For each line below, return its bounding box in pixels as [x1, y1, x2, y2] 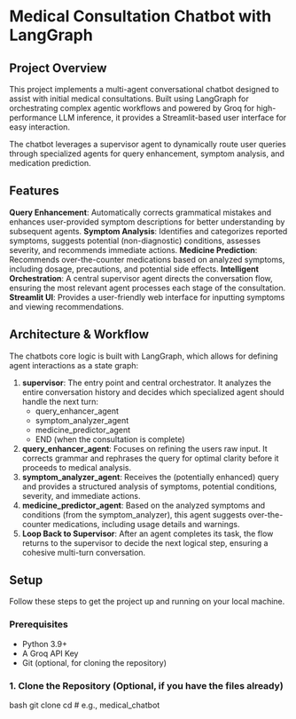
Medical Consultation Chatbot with [9, 6, 272, 27]
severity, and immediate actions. [21, 490, 141, 501]
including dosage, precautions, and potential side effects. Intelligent [9, 264, 260, 274]
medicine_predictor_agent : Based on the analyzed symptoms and [21, 500, 266, 510]
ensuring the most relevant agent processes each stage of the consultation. [9, 282, 286, 293]
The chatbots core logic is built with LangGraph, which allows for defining [9, 351, 278, 361]
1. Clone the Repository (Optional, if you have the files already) [9, 679, 284, 691]
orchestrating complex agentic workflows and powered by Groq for [9, 103, 255, 113]
